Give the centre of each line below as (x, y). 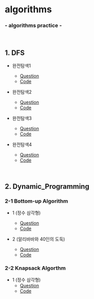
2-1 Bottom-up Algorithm (37, 201)
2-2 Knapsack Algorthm (35, 268)
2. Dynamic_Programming (47, 186)
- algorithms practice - (33, 26)
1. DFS (15, 53)
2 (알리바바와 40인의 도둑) (39, 239)
